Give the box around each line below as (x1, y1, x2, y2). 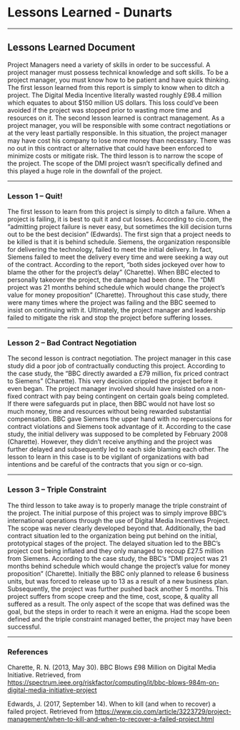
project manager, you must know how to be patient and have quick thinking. (7, 76, 231, 84)
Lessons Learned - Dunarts (7, 4, 173, 21)
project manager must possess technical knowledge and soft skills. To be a (7, 68, 229, 76)
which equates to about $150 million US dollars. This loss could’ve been (7, 98, 219, 107)
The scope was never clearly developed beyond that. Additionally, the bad (7, 524, 226, 532)
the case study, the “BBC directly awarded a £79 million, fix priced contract (7, 369, 229, 378)
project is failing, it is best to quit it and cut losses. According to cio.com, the (7, 215, 232, 223)
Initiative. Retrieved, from (7, 670, 81, 679)
